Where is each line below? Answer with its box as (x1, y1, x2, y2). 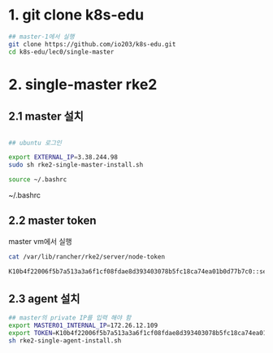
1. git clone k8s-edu (8, 6, 145, 24)
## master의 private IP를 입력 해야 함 (8, 314, 132, 322)
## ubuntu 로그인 (8, 138, 63, 147)
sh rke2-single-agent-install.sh (8, 337, 122, 345)
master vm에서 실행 (8, 236, 72, 246)
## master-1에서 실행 (8, 33, 75, 41)
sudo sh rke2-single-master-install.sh (8, 161, 144, 169)
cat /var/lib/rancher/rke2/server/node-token (8, 252, 165, 261)
